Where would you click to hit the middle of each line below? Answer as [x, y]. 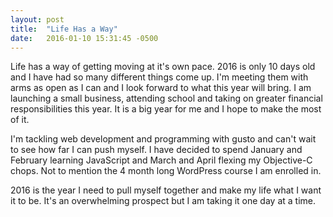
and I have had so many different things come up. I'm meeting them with [159, 77]
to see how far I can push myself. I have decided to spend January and [156, 150]
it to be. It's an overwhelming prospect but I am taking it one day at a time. [163, 201]
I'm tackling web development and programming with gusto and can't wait [163, 139]
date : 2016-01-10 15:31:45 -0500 [84, 38]
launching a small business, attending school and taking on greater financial [166, 98]
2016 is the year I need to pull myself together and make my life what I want [166, 190]
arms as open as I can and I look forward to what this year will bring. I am [161, 88]
